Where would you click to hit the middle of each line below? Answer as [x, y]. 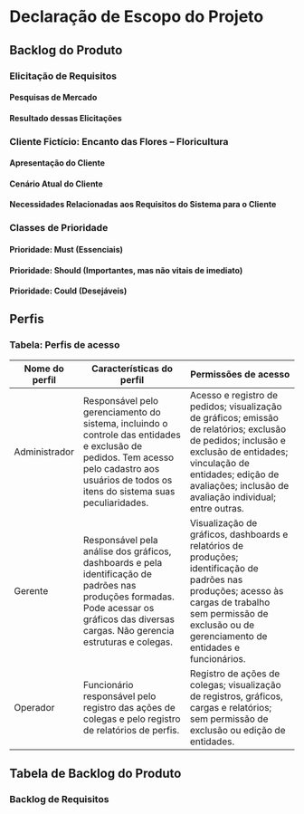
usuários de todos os [128, 480]
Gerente [31, 590]
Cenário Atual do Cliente [57, 184]
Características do [133, 369]
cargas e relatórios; [231, 707]
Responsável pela [120, 540]
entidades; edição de [234, 474]
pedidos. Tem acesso [128, 457]
